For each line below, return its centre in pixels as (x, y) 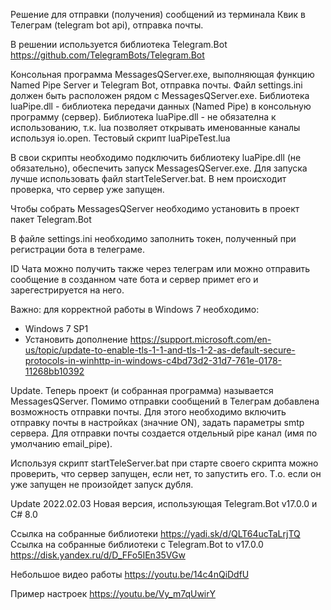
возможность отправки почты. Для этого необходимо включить (148, 412)
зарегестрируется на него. (67, 290)
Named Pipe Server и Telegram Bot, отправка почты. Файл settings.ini (156, 85)
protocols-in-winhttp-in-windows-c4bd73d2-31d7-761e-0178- (153, 360)
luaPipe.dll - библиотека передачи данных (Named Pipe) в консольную (161, 106)
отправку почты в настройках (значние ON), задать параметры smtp (157, 422)
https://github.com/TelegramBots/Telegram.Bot (107, 55)
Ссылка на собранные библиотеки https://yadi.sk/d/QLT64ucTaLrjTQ (155, 533)
